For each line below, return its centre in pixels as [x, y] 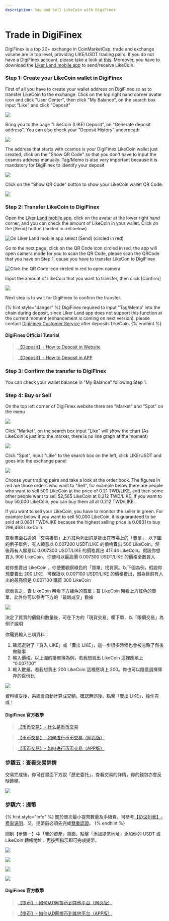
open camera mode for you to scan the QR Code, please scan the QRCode [82, 253]
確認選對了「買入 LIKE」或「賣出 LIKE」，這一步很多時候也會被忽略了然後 [88, 645]
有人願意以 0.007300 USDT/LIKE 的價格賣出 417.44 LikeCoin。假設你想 [87, 550]
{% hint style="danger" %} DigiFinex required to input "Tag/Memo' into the [83, 308]
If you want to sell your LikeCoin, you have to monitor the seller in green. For [84, 511]
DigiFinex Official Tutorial [32, 335]
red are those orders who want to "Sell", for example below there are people [84, 485]
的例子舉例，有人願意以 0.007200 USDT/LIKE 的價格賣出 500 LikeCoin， [80, 544]
